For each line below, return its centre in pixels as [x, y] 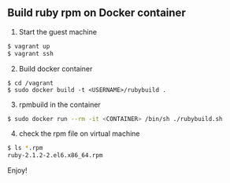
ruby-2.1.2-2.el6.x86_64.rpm [55, 156]
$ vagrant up [29, 46]
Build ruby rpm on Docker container [96, 13]
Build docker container [56, 68]
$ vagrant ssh [31, 53]
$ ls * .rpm [25, 148]
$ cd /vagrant [31, 83]
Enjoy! [18, 170]
